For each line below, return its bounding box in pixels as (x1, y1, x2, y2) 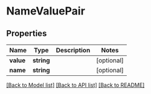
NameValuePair (6, 4, 86, 18)
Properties (6, 28, 47, 39)
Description (56, 46, 91, 54)
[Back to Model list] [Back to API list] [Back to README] (6, 81, 145, 89)
